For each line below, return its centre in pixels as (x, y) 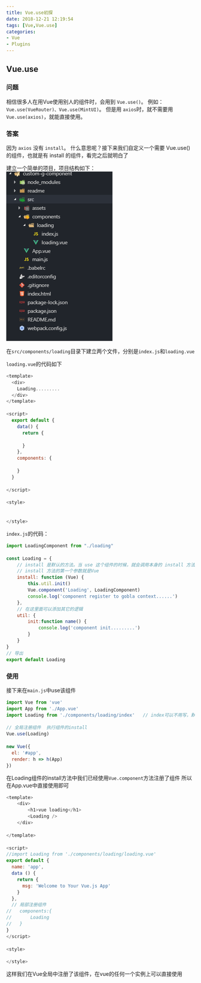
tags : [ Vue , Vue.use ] (32, 25)
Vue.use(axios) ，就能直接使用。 (46, 116)
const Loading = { (29, 558)
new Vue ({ (19, 747)
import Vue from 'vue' (34, 702)
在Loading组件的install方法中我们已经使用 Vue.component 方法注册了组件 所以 (99, 778)
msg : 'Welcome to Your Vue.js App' (66, 886)
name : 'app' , (28, 867)
